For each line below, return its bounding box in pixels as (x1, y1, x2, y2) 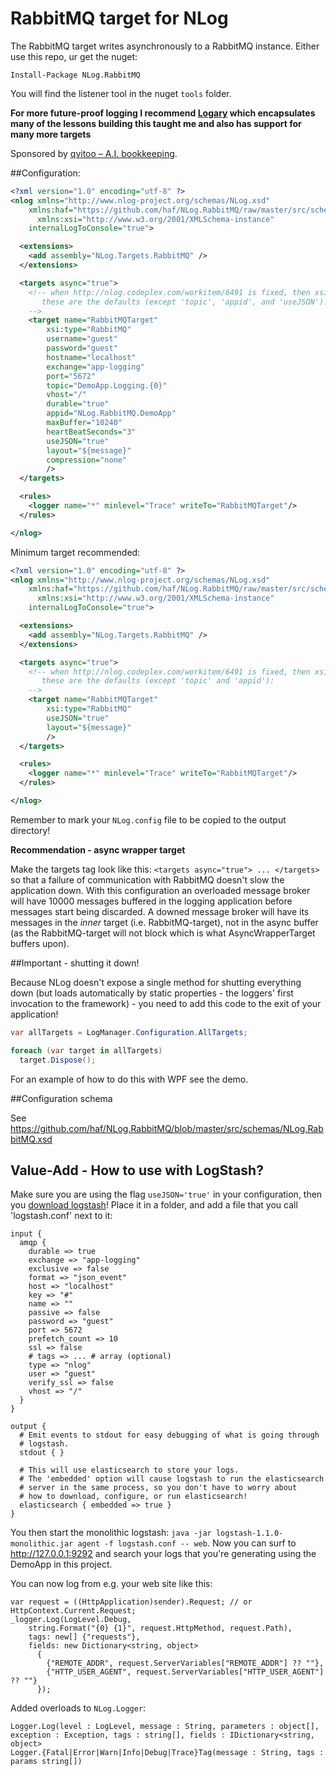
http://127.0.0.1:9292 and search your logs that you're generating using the (10, 1548, 317, 1560)
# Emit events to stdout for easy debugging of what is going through (19, 1430, 320, 1441)
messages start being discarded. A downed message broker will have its (10, 905, 310, 917)
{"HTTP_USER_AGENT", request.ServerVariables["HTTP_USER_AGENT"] (46, 1667, 325, 1677)
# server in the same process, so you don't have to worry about (19, 1483, 298, 1493)
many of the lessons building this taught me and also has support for (10, 117, 302, 129)
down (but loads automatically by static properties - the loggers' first (10, 987, 294, 999)
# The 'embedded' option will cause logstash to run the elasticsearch (19, 1474, 325, 1484)
